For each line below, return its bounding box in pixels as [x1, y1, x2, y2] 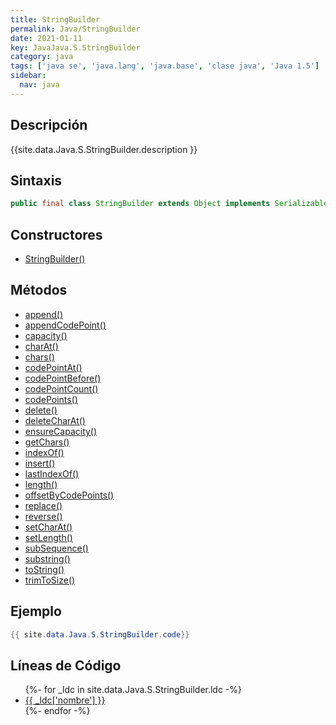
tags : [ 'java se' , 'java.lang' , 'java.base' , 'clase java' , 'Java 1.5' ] [10, 61, 320, 71]
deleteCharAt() [24, 414, 86, 426]
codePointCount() [24, 382, 99, 395]
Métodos [10, 282, 68, 299]
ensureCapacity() [24, 425, 98, 437]
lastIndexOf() [24, 467, 80, 480]
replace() [24, 499, 63, 511]
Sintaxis [10, 172, 63, 189]
